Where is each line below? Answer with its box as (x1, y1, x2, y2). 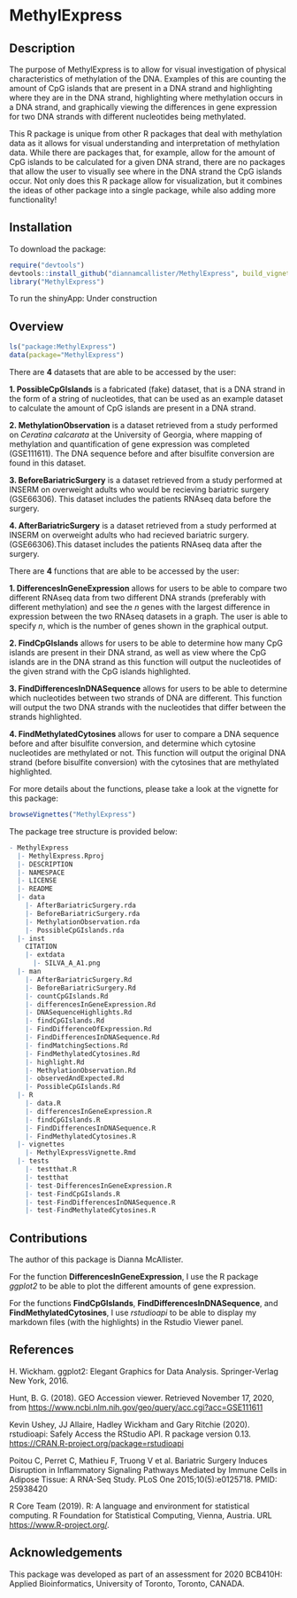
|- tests (17, 1156, 49, 1166)
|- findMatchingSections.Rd (25, 1041, 128, 1050)
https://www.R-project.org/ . (9, 1519, 110, 1530)
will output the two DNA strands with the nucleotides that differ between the (9, 702, 286, 712)
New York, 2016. (9, 1375, 69, 1386)
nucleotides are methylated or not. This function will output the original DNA (9, 748, 286, 758)
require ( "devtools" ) (9, 261, 86, 270)
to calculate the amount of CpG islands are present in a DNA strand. (9, 403, 256, 413)
